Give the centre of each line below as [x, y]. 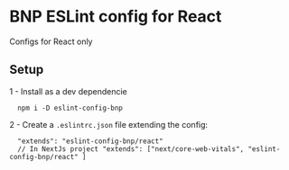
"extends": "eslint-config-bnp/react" [91, 141]
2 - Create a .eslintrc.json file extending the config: [109, 124]
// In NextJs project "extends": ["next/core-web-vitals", [131, 149]
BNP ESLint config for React [116, 17]
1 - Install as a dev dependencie [69, 91]
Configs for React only [51, 41]
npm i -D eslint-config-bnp [70, 108]
